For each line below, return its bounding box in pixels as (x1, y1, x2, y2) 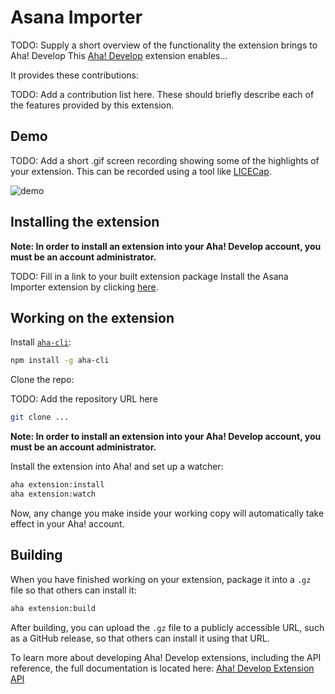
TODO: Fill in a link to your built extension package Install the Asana (10, 270, 289, 282)
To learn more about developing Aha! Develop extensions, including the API (10, 651, 322, 663)
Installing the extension (10, 214, 160, 231)
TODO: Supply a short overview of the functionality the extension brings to (10, 39, 318, 51)
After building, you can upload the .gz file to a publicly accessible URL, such (10, 621, 325, 633)
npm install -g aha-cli (10, 356, 110, 366)
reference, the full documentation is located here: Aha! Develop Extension (10, 662, 315, 674)
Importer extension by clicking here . (10, 281, 159, 293)
